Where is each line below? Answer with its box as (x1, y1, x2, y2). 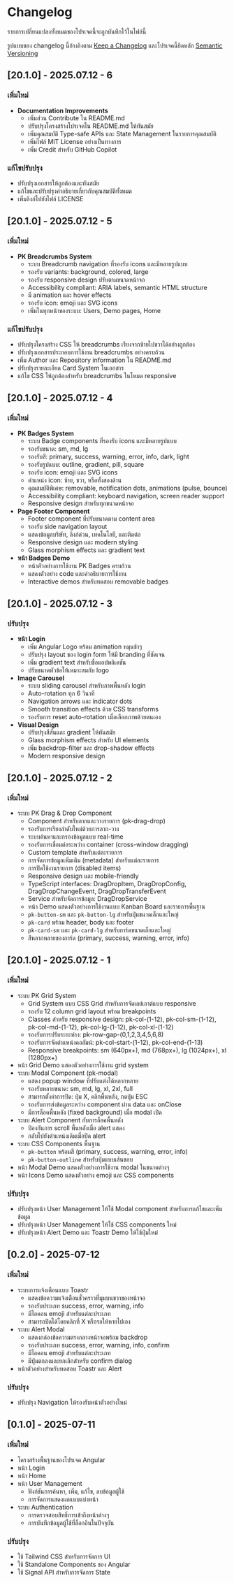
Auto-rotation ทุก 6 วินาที (27, 689, 95, 697)
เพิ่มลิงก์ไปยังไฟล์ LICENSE (17, 194, 84, 203)
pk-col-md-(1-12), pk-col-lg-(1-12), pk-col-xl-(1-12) (27, 1022, 174, 1031)
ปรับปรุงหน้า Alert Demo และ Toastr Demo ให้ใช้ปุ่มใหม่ (17, 1228, 159, 1236)
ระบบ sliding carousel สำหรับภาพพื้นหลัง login (27, 681, 146, 690)
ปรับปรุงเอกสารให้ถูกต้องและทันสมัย (17, 179, 100, 187)
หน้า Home (17, 1471, 47, 1480)
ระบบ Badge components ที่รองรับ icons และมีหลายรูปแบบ (27, 436, 177, 444)
